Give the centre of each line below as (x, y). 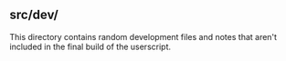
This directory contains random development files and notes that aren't (143, 36)
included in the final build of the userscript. (90, 46)
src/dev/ (34, 15)
